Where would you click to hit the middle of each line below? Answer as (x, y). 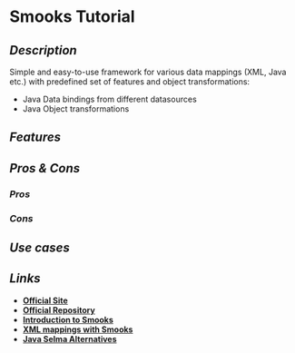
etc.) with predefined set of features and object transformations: (130, 82)
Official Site (45, 300)
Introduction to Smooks (68, 319)
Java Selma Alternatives (69, 338)
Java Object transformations (76, 109)
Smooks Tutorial (72, 17)
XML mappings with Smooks (78, 329)
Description (43, 50)
